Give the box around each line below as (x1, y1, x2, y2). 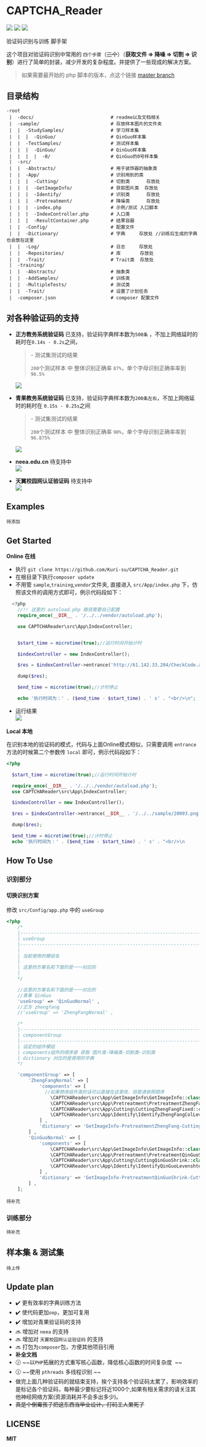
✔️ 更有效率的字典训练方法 (15, 1299, 82, 1306)
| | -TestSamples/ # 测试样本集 (9, 140, 139, 146)
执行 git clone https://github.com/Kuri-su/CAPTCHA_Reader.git (15, 566, 179, 573)
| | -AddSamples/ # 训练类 (9, 275, 131, 281)
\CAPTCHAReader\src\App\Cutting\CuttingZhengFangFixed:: (50, 1106, 199, 1112)
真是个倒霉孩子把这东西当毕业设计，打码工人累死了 (15, 1400, 145, 1408)
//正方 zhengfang (17, 1004, 60, 1010)
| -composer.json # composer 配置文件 (9, 294, 159, 301)
